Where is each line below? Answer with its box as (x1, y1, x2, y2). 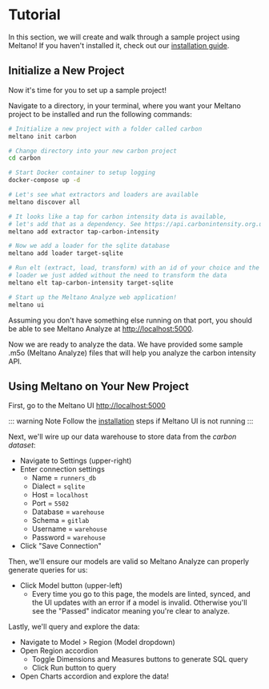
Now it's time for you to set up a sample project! (8, 85, 167, 95)
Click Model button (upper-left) (19, 581, 122, 590)
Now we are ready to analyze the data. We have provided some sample (8, 339, 243, 349)
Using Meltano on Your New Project (8, 379, 190, 393)
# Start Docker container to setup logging (8, 168, 156, 177)
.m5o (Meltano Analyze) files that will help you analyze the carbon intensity (8, 347, 256, 358)
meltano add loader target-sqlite (8, 249, 124, 257)
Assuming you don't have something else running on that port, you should (8, 315, 252, 325)
